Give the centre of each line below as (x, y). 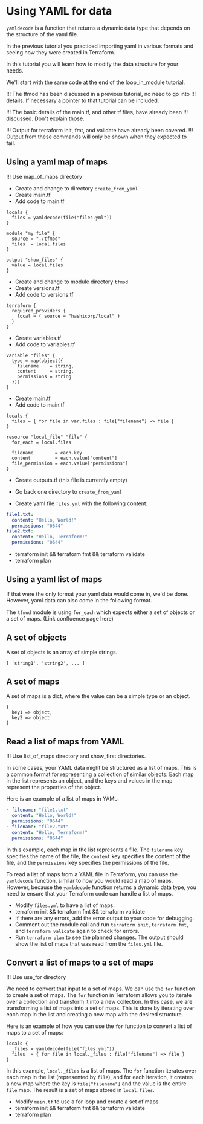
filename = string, (46, 366)
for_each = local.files (41, 442)
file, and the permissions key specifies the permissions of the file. (88, 862)
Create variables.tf (38, 338)
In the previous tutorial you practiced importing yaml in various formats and (100, 46)
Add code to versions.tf (44, 294)
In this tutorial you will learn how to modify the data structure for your (92, 64)
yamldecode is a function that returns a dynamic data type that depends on (98, 28)
